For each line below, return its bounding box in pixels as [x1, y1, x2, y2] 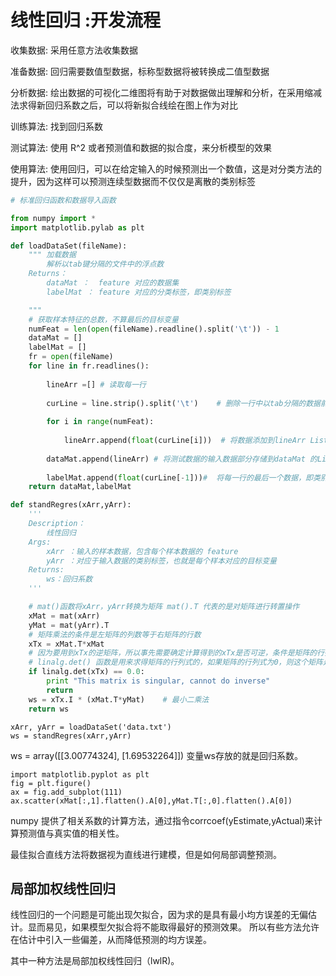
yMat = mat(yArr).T [28, 620, 110, 630]
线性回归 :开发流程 [10, 9, 161, 32]
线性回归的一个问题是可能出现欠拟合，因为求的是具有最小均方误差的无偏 [10, 909, 308, 921]
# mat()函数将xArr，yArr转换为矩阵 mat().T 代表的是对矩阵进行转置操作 [28, 602, 300, 612]
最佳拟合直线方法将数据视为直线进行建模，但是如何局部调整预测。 [10, 848, 282, 860]
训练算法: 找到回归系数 [10, 120, 103, 132]
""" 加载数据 [28, 250, 77, 260]
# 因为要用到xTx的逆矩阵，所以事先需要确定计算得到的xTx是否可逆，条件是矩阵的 [28, 648, 318, 658]
